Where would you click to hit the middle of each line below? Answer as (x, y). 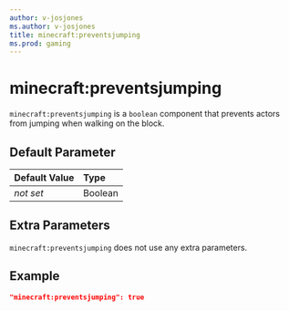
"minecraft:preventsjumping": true (77, 297)
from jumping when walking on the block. (87, 123)
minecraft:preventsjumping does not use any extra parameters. (129, 247)
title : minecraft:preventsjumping (75, 35)
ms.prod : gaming (40, 43)
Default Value (44, 177)
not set (29, 193)
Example (35, 276)
